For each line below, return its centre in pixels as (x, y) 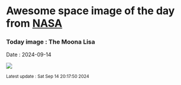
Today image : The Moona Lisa (51, 42)
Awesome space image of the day (90, 11)
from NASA (34, 23)
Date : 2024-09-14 (29, 55)
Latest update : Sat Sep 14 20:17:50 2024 (48, 77)
